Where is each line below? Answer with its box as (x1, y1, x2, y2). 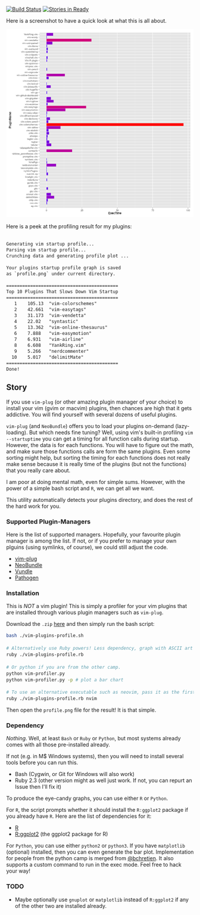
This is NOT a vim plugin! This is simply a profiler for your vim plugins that (6, 603, 187, 610)
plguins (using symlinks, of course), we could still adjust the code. (6, 544, 168, 551)
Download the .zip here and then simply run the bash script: (6, 621, 155, 628)
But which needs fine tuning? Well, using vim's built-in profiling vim (29, 429, 193, 436)
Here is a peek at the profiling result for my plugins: (6, 223, 132, 229)
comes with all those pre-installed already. (6, 741, 110, 748)
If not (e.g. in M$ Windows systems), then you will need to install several (6, 753, 184, 760)
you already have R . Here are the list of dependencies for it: (6, 812, 152, 820)
